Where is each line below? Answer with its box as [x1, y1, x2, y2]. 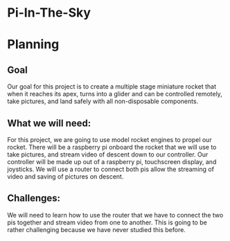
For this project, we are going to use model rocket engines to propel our [7, 136, 213, 143]
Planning [7, 37, 60, 53]
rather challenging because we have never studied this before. [7, 225, 186, 233]
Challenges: [7, 193, 61, 204]
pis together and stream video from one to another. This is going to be [7, 218, 208, 226]
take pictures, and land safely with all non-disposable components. [7, 97, 199, 105]
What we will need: [7, 117, 91, 129]
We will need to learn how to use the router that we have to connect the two [7, 211, 224, 219]
